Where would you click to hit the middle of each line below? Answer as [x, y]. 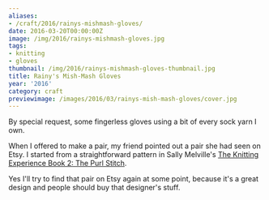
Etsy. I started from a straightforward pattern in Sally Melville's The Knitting [134, 155]
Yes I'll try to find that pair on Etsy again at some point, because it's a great [134, 179]
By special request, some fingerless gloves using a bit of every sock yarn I [132, 121]
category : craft [36, 91]
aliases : [23, 16]
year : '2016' [30, 83]
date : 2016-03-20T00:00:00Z [56, 31]
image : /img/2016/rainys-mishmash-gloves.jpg [86, 38]
